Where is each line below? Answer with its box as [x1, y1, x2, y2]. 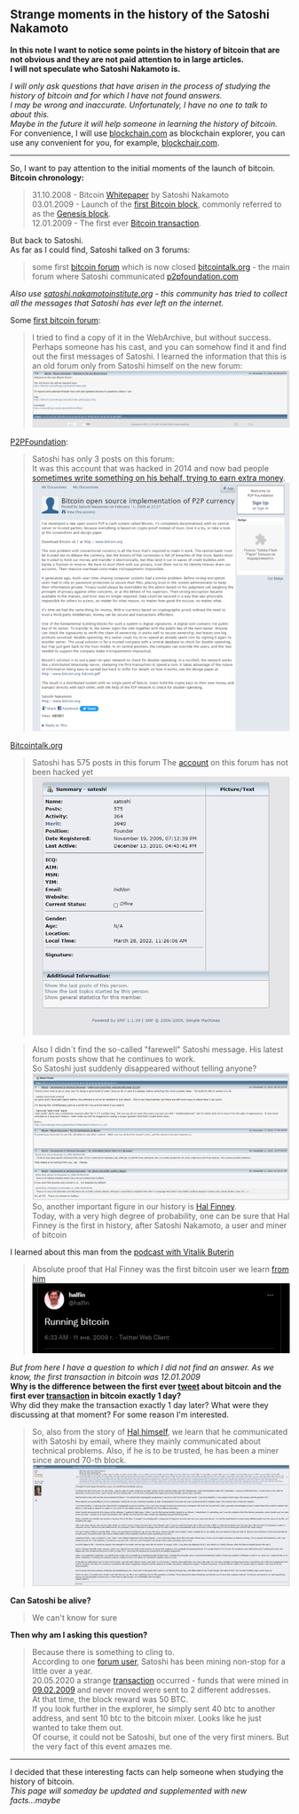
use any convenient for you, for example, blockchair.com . [10, 137, 220, 147]
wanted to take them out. [31, 1723, 123, 1733]
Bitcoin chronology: [10, 172, 85, 183]
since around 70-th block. [31, 1455, 127, 1466]
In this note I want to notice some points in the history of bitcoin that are [10, 44, 280, 55]
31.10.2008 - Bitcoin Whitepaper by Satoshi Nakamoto [31, 189, 230, 200]
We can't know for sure [31, 1612, 118, 1623]
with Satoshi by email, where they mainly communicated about [31, 1436, 261, 1446]
